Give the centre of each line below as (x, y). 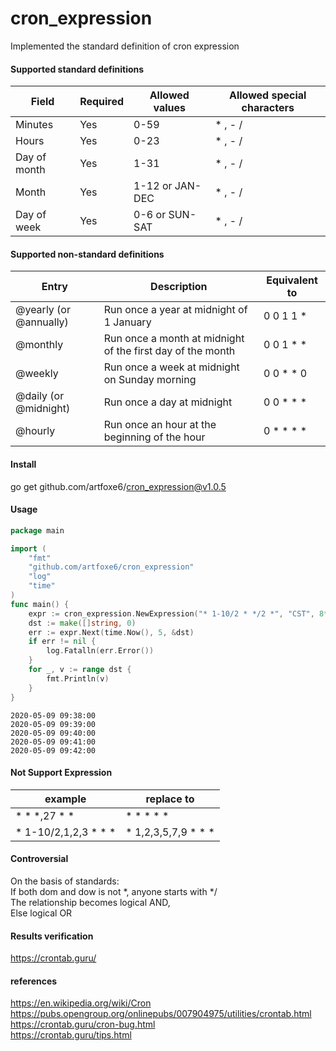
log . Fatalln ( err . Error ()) (100, 651)
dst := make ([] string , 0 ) (82, 623)
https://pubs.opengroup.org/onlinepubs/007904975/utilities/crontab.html (161, 1014)
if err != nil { (62, 642)
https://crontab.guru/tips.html (71, 1035)
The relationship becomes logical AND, (90, 902)
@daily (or (40, 396)
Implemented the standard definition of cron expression (125, 46)
